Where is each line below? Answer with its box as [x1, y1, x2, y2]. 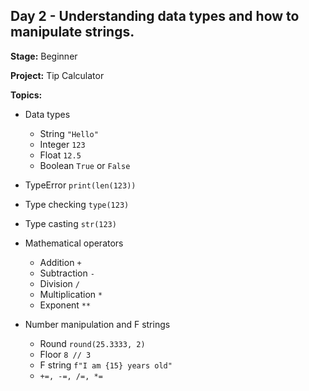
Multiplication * [39, 288, 103, 300]
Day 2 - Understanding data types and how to [10, 8, 300, 25]
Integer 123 [39, 138, 86, 150]
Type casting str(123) [24, 217, 117, 229]
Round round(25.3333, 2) [39, 337, 146, 349]
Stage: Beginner [10, 50, 78, 62]
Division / [39, 277, 80, 289]
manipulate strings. [10, 24, 135, 41]
